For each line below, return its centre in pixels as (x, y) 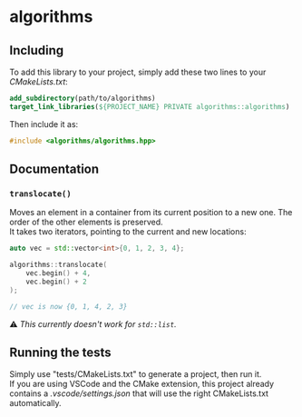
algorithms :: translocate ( (58, 265)
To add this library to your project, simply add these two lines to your (138, 72)
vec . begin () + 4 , (58, 273)
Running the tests (60, 352)
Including (37, 50)
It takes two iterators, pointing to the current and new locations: (128, 232)
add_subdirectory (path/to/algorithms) (83, 98)
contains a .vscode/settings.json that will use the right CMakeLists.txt (139, 393)
